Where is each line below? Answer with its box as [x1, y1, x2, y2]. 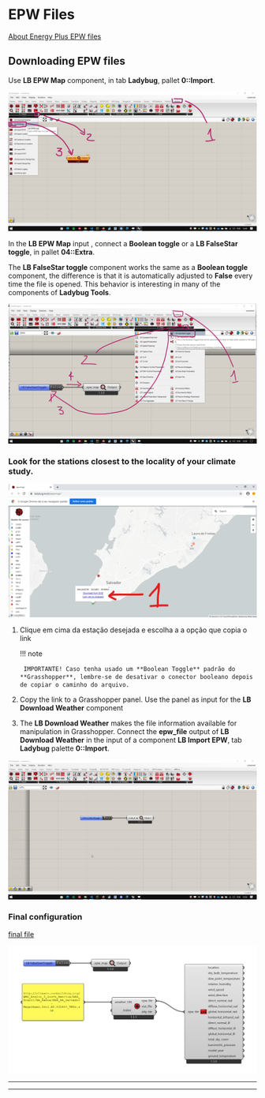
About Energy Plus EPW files [8, 32, 102, 41]
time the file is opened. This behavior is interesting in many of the [8, 279, 221, 289]
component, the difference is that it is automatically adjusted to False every [8, 271, 253, 281]
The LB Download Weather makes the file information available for [19, 718, 237, 728]
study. [8, 466, 34, 477]
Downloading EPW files [8, 54, 126, 68]
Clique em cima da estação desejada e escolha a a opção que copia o [19, 625, 248, 635]
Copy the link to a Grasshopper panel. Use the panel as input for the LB [19, 695, 252, 704]
